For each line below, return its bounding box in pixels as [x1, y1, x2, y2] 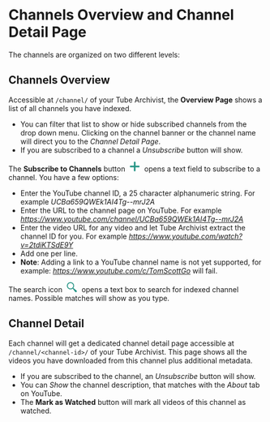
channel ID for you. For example [19, 231, 127, 241]
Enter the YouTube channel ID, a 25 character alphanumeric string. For [19, 188, 255, 198]
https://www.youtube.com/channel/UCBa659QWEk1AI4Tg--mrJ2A [19, 213, 244, 224]
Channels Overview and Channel [8, 6, 234, 24]
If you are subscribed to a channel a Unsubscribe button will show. [19, 144, 243, 155]
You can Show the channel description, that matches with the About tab [19, 380, 260, 390]
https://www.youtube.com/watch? [128, 231, 243, 241]
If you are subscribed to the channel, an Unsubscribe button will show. [19, 371, 256, 381]
